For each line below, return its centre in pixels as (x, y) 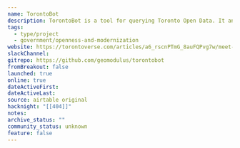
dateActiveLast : (31, 93)
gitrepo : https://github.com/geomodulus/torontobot (86, 60)
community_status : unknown (47, 126)
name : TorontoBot (33, 14)
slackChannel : (29, 54)
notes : (17, 113)
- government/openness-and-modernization (76, 41)
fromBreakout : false (38, 67)
